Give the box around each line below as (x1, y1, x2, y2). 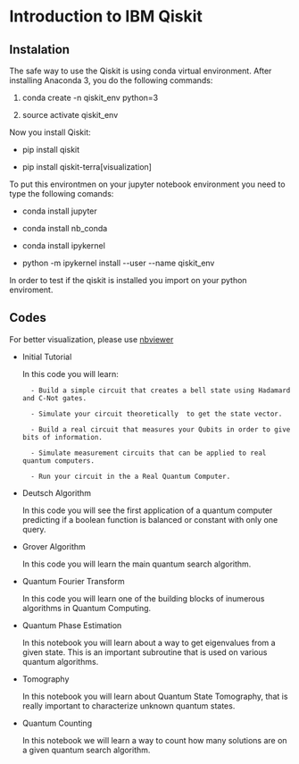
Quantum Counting (21, 718, 92, 728)
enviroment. (9, 284, 54, 295)
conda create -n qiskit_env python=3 (21, 92, 159, 103)
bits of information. (21, 432, 103, 441)
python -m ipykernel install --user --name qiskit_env (21, 257, 215, 268)
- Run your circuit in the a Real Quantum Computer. (30, 472, 231, 481)
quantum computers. (21, 456, 96, 466)
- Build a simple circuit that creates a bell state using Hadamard (30, 386, 291, 395)
